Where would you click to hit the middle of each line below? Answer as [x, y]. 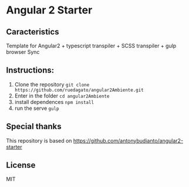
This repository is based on [39, 140]
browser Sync [23, 52]
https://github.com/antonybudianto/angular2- [128, 140]
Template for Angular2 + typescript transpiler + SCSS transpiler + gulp [91, 46]
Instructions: [30, 70]
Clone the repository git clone [52, 84]
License [21, 165]
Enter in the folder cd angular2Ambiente [62, 96]
